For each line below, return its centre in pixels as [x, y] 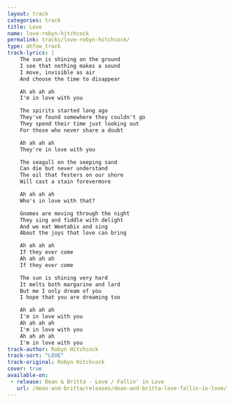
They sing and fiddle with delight [72, 220]
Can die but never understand [64, 169]
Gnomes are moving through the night [75, 213]
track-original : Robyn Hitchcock [56, 362]
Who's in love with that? [58, 200]
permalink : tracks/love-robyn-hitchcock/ [69, 40]
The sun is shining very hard [64, 278]
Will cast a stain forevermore [66, 182]
